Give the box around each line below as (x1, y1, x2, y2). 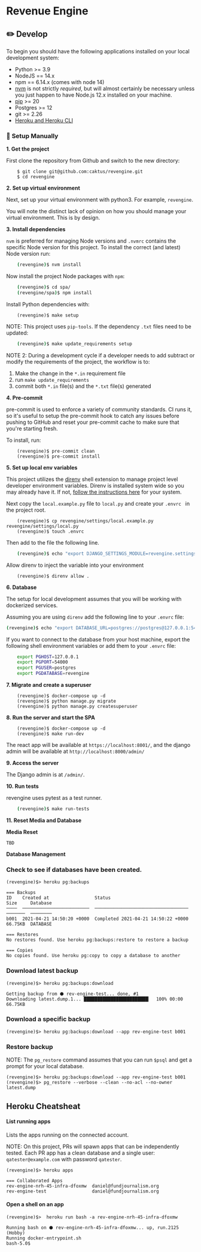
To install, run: (6, 437, 41, 444)
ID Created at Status (6, 895, 111, 901)
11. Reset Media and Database (6, 817, 82, 824)
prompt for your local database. (6, 1063, 84, 1070)
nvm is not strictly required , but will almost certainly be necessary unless (14, 85, 195, 92)
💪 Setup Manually (6, 132, 59, 140)
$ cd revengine (17, 174, 55, 180)
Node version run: (6, 250, 51, 258)
